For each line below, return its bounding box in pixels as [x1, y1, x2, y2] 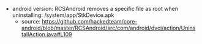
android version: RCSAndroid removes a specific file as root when [12, 5, 179, 12]
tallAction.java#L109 [21, 31, 72, 38]
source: [21, 18, 41, 25]
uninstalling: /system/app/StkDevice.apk [12, 11, 114, 19]
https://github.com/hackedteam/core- [42, 18, 138, 25]
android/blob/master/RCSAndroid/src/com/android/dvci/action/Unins [21, 24, 196, 31]
